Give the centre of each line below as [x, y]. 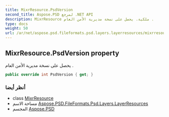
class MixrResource [33, 98]
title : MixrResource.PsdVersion [39, 10]
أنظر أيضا [15, 87]
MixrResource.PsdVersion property [62, 53]
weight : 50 [17, 28]
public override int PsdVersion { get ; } [49, 74]
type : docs [17, 24]
